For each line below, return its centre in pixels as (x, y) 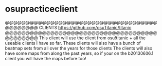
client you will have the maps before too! (46, 58)
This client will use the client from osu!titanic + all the (92, 38)
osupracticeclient (41, 9)
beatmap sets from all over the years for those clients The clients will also (79, 48)
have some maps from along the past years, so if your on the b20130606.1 (79, 53)
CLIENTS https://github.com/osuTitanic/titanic (85, 27)
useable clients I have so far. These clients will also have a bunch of (73, 43)
